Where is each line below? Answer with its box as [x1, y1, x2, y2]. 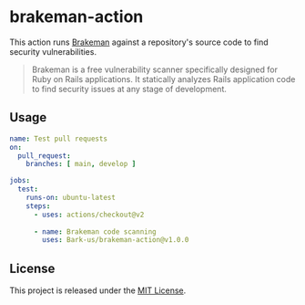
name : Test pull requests [9, 134, 107, 143]
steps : [25, 201, 51, 211]
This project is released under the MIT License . [9, 285, 187, 296]
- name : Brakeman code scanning [33, 226, 157, 237]
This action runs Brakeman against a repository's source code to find [9, 37, 269, 47]
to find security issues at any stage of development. [31, 83, 228, 94]
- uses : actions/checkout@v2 [33, 210, 145, 219]
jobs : [9, 176, 30, 185]
